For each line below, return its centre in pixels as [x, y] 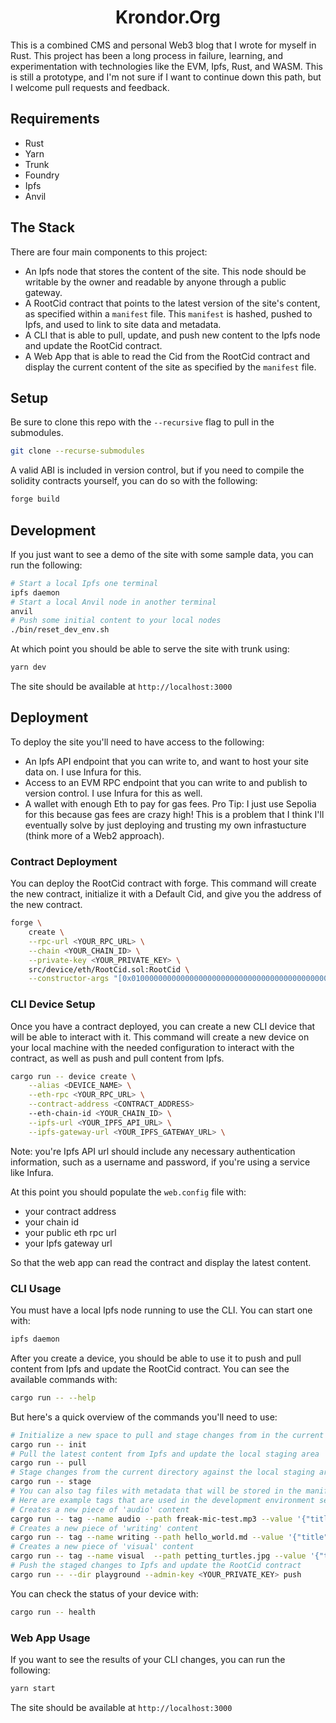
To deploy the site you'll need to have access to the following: [137, 742]
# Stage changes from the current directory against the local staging [162, 1472]
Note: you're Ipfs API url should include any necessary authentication [153, 1151]
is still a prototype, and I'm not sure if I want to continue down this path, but [166, 77]
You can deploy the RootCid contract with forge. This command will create [163, 883]
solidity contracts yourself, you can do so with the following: [134, 481]
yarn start [33, 1688]
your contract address [70, 1211]
